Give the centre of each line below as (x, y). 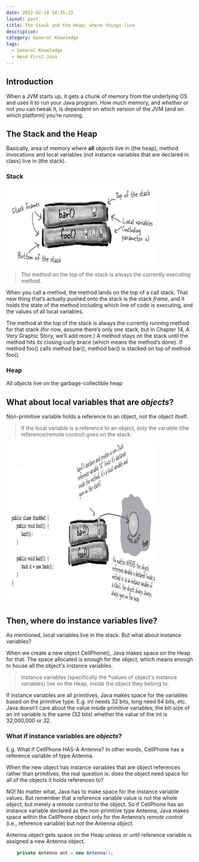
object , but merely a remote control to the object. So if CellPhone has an (95, 804)
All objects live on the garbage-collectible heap (64, 383)
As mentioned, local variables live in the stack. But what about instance (94, 635)
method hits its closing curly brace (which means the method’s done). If (94, 342)
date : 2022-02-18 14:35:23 (40, 13)
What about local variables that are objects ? (90, 402)
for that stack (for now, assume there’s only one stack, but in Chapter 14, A (98, 329)
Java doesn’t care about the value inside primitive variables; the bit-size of (98, 708)
